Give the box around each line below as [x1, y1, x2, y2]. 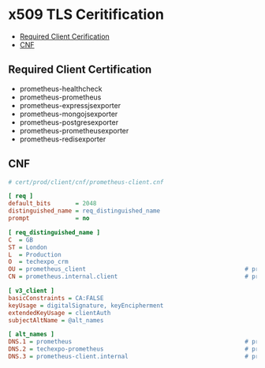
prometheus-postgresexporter [19, 117, 119, 127]
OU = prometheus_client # [8, 265, 248, 273]
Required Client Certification [8, 63, 152, 77]
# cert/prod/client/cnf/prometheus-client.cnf [8, 178, 164, 186]
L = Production [8, 250, 62, 258]
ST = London [8, 243, 47, 251]
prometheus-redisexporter [19, 134, 106, 144]
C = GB [8, 235, 34, 244]
